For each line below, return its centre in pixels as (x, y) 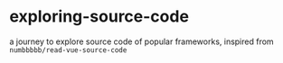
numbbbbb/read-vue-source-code (68, 50)
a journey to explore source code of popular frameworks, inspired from (141, 41)
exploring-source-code (99, 17)
